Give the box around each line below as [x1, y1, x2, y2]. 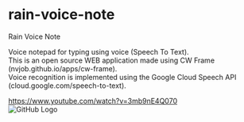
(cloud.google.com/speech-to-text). [8, 81, 127, 90]
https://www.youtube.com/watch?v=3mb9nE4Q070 [8, 96, 177, 105]
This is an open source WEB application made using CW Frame [8, 55, 215, 65]
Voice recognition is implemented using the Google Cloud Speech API [8, 72, 237, 82]
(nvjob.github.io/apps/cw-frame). [8, 63, 118, 73]
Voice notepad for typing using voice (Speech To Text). [8, 47, 189, 56]
